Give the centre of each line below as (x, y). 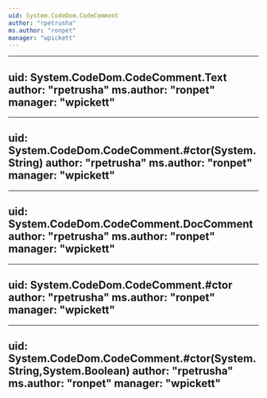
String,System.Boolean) (69, 371)
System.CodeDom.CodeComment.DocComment (131, 224)
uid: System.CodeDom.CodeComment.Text (118, 77)
